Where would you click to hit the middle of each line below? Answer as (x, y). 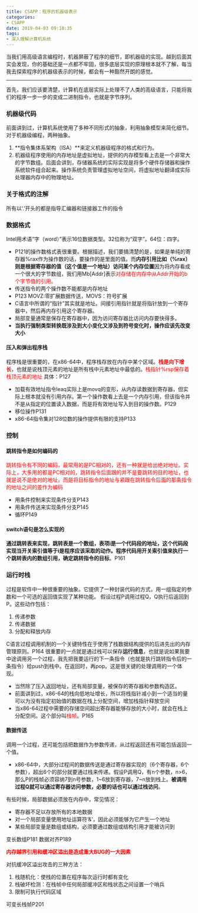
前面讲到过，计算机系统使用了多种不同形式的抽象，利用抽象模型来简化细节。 (99, 128)
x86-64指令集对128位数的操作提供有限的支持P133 (75, 419)
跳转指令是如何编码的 (32, 451)
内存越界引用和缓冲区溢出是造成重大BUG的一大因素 (69, 851)
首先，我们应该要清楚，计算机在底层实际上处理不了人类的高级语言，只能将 (96, 90)
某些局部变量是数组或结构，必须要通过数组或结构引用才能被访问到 (95, 827)
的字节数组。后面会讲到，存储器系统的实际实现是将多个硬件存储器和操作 (102, 163)
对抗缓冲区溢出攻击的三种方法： (45, 864)
